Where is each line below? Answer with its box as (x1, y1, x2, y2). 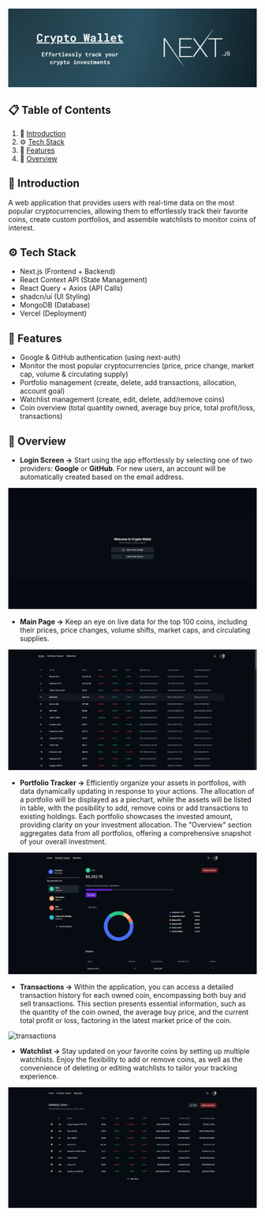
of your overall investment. (19, 837, 107, 847)
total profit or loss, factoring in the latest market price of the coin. (19, 1015, 232, 1025)
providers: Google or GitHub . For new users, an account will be (19, 464, 226, 474)
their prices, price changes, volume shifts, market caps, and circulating (19, 625, 251, 635)
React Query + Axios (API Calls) (19, 284, 124, 293)
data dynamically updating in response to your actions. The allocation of (19, 787, 255, 796)
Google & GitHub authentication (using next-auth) (19, 353, 181, 362)
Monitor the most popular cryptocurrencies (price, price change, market (19, 361, 255, 371)
